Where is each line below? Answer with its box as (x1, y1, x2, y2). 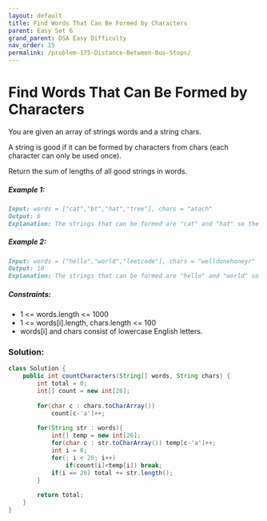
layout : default (8, 11, 62, 20)
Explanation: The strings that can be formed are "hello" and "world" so (8, 272, 260, 280)
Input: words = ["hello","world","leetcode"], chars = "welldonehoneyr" (8, 257, 256, 265)
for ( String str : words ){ (37, 424, 124, 432)
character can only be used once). (8, 150, 122, 160)
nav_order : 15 (8, 42, 56, 50)
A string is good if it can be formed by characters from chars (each (8, 142, 229, 152)
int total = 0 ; (37, 379, 88, 388)
